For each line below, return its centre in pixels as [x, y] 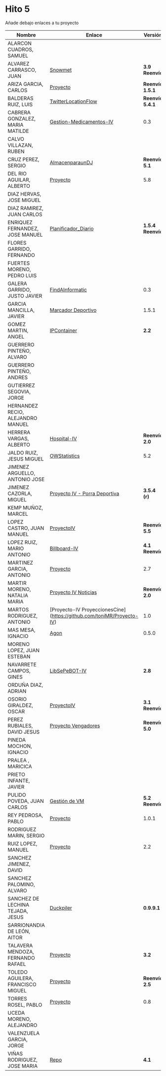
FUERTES [19, 263]
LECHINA [19, 905]
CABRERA [19, 112]
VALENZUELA [24, 1033]
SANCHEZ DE [23, 899]
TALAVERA [20, 946]
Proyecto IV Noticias [73, 592]
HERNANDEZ [23, 406]
